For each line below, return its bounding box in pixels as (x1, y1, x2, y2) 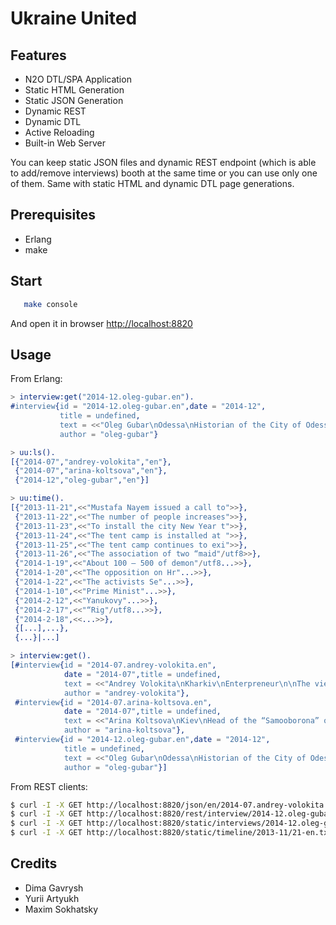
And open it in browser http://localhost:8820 (10, 317, 193, 329)
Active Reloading (24, 127, 95, 138)
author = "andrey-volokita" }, (63, 688, 190, 698)
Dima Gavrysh (24, 882, 84, 894)
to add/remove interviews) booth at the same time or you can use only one (10, 167, 318, 179)
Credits (10, 855, 58, 872)
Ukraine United (10, 7, 138, 30)
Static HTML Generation (24, 84, 125, 96)
